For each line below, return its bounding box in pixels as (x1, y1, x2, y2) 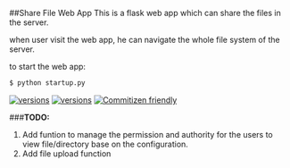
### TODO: (9, 112, 50, 122)
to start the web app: (9, 62, 87, 71)
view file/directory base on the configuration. (21, 139, 189, 149)
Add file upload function (21, 147, 112, 159)
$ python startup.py (9, 79, 87, 88)
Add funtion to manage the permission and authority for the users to (21, 129, 274, 139)
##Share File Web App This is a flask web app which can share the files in (9, 8, 281, 18)
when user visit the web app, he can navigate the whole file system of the (9, 35, 280, 45)
